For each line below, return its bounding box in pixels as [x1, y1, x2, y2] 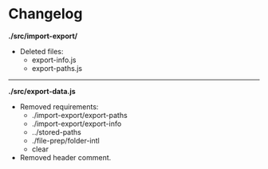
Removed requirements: [19, 101, 99, 112]
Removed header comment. [19, 152, 112, 162]
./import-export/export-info [31, 119, 122, 128]
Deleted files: [19, 46, 64, 56]
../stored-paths [31, 127, 81, 136]
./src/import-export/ [8, 31, 78, 41]
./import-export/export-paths [31, 110, 128, 120]
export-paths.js [31, 63, 82, 73]
